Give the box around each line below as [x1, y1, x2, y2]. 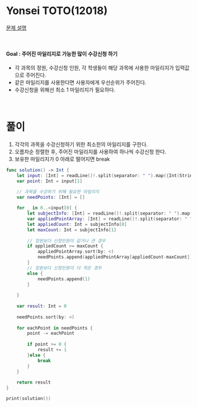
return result [16, 379, 51, 385]
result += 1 [37, 347, 67, 353]
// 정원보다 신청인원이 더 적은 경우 [27, 265, 102, 271]
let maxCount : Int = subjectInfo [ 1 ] [27, 227, 117, 233]
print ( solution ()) [6, 396, 51, 402]
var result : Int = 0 [16, 303, 67, 309]
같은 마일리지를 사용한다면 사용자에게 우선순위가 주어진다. [14, 79, 147, 86]
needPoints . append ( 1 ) [37, 276, 91, 282]
